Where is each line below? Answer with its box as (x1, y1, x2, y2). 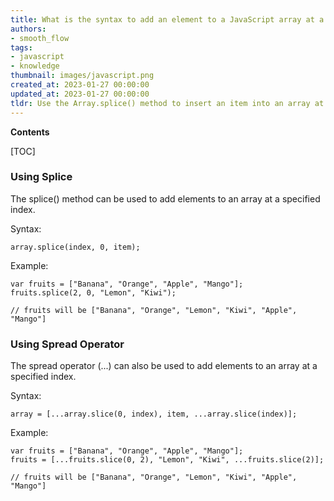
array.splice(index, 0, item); (10, 242, 141, 252)
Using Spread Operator (10, 337, 125, 351)
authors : (10, 24, 47, 34)
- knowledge (10, 61, 60, 71)
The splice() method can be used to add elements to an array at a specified (10, 192, 321, 205)
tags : (10, 42, 33, 53)
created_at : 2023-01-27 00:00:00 (10, 80, 150, 90)
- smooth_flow (10, 33, 70, 43)
